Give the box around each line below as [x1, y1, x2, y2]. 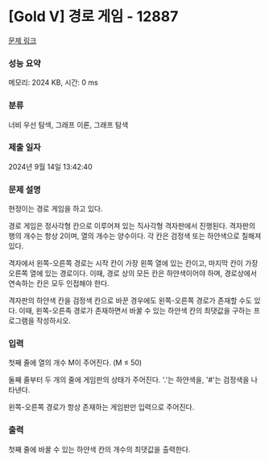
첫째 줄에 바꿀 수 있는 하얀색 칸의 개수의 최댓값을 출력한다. [8, 444, 191, 454]
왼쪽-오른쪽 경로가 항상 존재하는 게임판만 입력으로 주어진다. [8, 402, 195, 412]
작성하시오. [35, 316, 71, 325]
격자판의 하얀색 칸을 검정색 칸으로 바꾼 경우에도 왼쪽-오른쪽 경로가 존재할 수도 [8, 296, 252, 305]
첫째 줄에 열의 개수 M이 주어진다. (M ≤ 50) [8, 358, 143, 367]
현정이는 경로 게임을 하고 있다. [8, 204, 103, 214]
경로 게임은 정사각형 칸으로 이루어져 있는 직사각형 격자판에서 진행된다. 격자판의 [8, 221, 256, 231]
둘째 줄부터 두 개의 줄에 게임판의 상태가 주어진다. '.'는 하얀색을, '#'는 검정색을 [8, 375, 250, 384]
